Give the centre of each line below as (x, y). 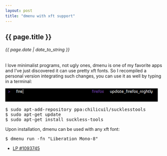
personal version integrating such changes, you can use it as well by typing (83, 76)
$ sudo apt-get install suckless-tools (54, 120)
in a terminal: (19, 82)
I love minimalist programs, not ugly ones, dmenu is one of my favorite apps (84, 65)
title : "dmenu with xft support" (40, 16)
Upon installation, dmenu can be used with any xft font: (62, 129)
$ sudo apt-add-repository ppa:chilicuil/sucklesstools (75, 110)
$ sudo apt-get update (33, 115)
